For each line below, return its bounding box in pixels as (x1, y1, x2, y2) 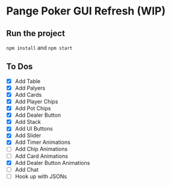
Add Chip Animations (14, 146, 68, 153)
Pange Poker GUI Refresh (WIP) (6, 4, 166, 18)
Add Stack (14, 119, 41, 126)
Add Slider (14, 132, 42, 139)
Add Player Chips (14, 98, 58, 105)
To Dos (6, 61, 33, 72)
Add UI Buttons (14, 125, 53, 132)
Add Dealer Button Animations (14, 159, 90, 166)
